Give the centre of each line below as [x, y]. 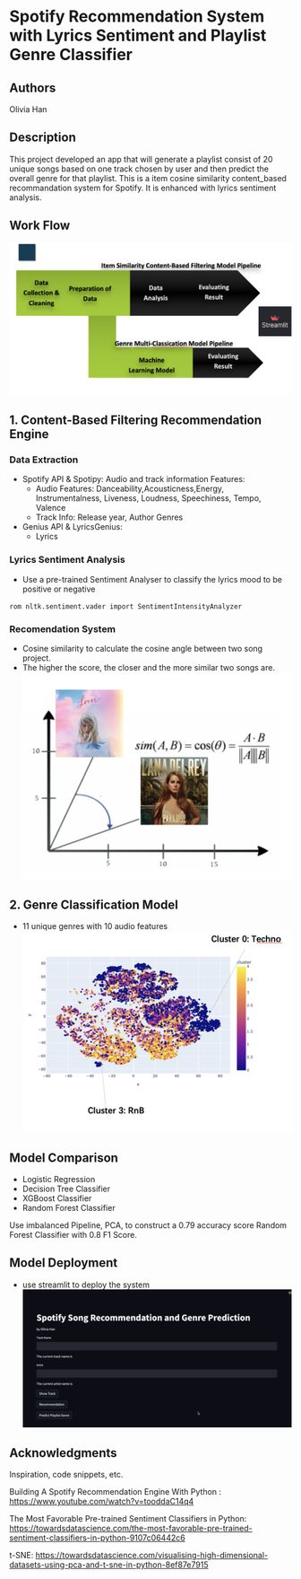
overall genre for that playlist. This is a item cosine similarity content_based [148, 178]
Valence [51, 508]
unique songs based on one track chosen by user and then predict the [139, 169]
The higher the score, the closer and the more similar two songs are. [149, 668]
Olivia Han [28, 109]
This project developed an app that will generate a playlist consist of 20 [141, 159]
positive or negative [59, 589]
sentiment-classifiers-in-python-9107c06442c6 [97, 1538]
